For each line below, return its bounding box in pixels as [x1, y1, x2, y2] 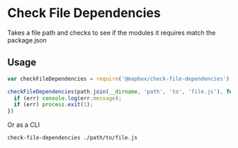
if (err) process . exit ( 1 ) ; [13, 101, 93, 108]
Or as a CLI [7, 120, 40, 129]
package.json [7, 35, 47, 44]
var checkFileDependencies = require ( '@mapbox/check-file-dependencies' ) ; [7, 75, 233, 82]
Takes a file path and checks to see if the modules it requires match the [7, 28, 216, 37]
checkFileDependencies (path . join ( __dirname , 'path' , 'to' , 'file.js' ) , [7, 88, 223, 95]
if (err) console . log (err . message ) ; [13, 94, 122, 102]
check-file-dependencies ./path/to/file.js [7, 135, 138, 142]
